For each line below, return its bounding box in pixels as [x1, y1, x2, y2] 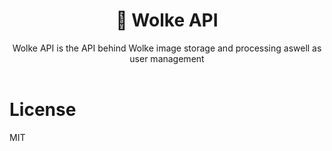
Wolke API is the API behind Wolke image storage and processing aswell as [12, 42, 322, 54]
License [9, 99, 77, 121]
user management [129, 52, 205, 64]
